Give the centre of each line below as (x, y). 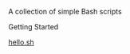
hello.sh (21, 42)
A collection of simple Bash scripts (65, 12)
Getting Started (33, 27)
